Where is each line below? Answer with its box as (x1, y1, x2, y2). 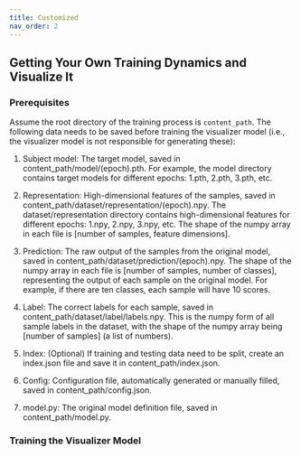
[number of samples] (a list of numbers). (22, 330, 174, 341)
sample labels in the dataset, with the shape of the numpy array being (22, 321, 283, 332)
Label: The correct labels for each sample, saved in (22, 302, 214, 312)
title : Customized (9, 13, 79, 23)
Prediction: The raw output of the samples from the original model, (22, 246, 271, 257)
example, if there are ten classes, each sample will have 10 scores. (22, 284, 271, 295)
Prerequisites (9, 96, 70, 108)
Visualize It (9, 69, 74, 84)
